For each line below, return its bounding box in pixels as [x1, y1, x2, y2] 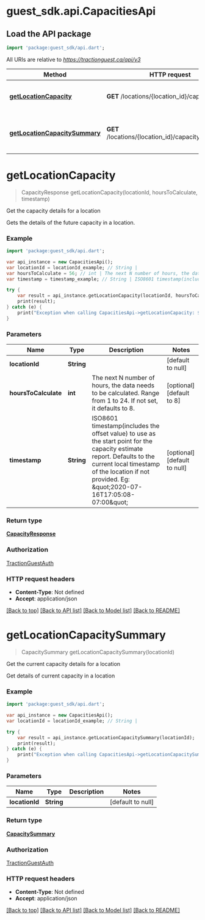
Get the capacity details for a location [6, 206, 101, 214]
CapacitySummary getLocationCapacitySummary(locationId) [21, 648, 175, 655]
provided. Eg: [92, 475, 130, 484]
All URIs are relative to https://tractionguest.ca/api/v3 [6, 56, 141, 63]
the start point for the [92, 437, 153, 445]
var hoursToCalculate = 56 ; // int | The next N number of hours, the [6, 270, 190, 276]
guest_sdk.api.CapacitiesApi [6, 4, 156, 18]
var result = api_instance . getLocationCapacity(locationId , [17, 293, 173, 299]
